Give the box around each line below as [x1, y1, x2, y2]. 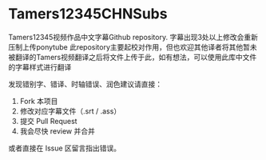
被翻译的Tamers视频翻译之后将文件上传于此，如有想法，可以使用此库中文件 [8, 52, 257, 62]
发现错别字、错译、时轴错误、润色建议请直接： [8, 79, 162, 89]
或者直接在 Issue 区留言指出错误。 [8, 143, 121, 153]
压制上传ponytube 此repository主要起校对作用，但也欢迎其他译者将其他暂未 [8, 42, 257, 52]
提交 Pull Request [19, 116, 77, 126]
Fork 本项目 [19, 96, 58, 106]
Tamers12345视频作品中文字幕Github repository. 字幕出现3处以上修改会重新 [8, 32, 258, 42]
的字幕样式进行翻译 [8, 62, 72, 72]
